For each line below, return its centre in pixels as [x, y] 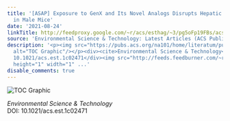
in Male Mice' [33, 20]
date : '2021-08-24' [35, 26]
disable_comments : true [41, 70]
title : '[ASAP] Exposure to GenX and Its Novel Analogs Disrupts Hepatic [115, 13]
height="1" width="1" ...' [52, 64]
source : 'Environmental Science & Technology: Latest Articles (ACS [107, 39]
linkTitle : [23, 32]
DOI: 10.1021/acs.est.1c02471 [47, 111]
